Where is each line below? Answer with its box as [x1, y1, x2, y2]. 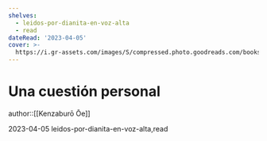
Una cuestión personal [8, 82, 161, 101]
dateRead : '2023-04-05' [8, 33, 87, 42]
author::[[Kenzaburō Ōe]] [8, 109, 91, 118]
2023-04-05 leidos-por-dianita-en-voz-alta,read [8, 124, 168, 133]
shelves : [8, 11, 37, 20]
